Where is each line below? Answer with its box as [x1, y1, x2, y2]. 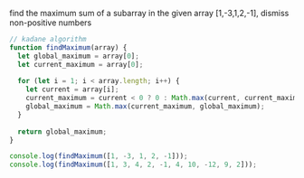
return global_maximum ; [17, 126, 107, 136]
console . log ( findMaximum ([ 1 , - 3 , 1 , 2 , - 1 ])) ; [9, 152, 188, 161]
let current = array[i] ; [25, 85, 119, 94]
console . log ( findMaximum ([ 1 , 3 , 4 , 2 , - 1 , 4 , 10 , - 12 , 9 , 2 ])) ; [9, 160, 258, 170]
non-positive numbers [9, 17, 92, 28]
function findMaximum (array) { [9, 42, 128, 52]
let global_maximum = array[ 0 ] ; [17, 52, 140, 61]
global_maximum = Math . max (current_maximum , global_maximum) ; [25, 102, 265, 111]
